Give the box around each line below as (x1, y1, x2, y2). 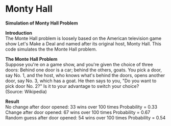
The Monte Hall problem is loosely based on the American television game (5, 35, 162, 41)
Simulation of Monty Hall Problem (5, 20, 78, 26)
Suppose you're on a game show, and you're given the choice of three (5, 61, 153, 67)
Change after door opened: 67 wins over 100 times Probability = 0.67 (5, 109, 151, 115)
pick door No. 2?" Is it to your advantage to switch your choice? (5, 83, 139, 89)
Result (5, 98, 19, 105)
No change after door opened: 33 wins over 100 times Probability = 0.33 (5, 104, 157, 110)
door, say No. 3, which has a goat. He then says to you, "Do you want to (5, 78, 157, 84)
